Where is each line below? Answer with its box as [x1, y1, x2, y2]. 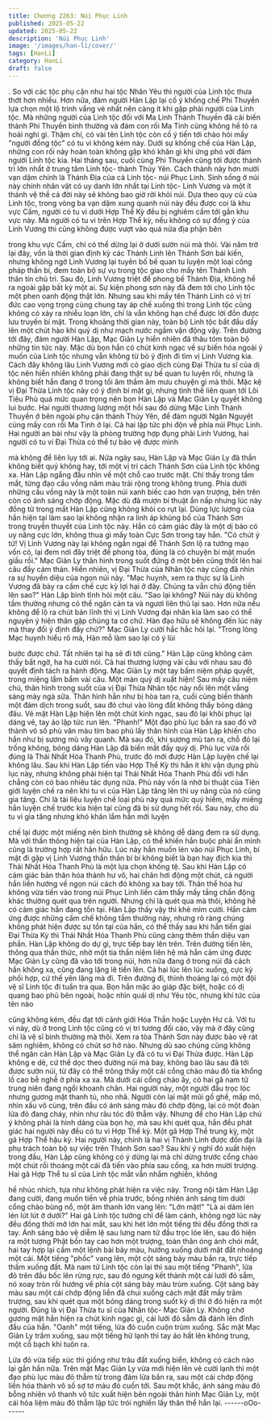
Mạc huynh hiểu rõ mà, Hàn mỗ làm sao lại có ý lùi [8, 633, 176, 642]
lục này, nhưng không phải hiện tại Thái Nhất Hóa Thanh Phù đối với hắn [8, 768, 248, 778]
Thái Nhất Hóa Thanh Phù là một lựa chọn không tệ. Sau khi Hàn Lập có [8, 861, 247, 871]
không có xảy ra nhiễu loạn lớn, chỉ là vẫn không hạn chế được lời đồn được [8, 308, 260, 317]
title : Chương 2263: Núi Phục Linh [8, 11, 128, 20]
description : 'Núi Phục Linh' [8, 34, 110, 43]
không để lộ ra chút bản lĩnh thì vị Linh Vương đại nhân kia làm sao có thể [8, 607, 252, 616]
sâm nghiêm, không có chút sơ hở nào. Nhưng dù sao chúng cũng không [8, 1040, 251, 1050]
